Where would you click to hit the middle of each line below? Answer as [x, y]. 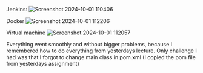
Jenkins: [17, 9]
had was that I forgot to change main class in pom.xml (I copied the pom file [101, 57]
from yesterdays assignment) [43, 64]
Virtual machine [26, 33]
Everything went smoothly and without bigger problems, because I [89, 44]
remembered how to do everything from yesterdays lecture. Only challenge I [101, 51]
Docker [15, 21]
